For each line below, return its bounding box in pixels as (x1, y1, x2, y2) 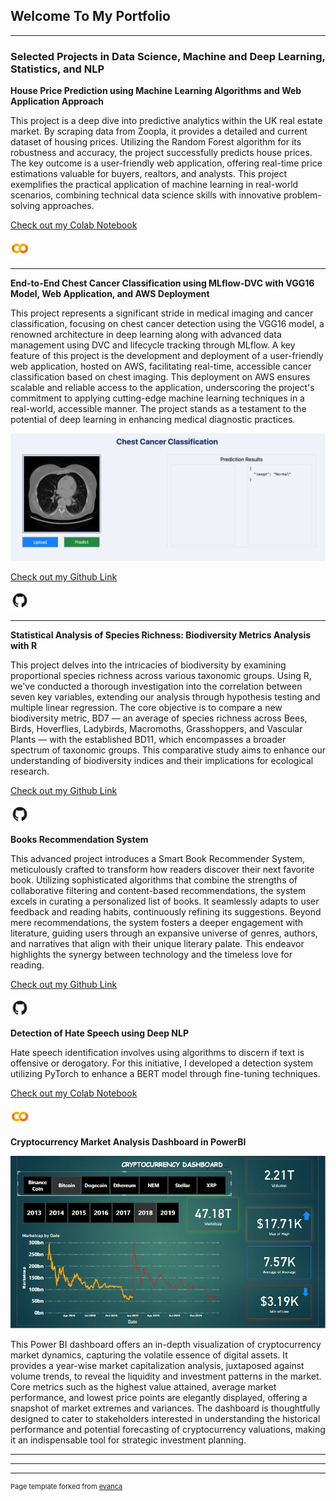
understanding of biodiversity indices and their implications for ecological (10, 754, 314, 766)
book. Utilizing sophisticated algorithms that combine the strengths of (10, 874, 298, 886)
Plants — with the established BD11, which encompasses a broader (10, 733, 287, 745)
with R (10, 639, 38, 651)
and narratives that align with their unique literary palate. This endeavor (10, 937, 305, 949)
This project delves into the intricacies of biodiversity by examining (10, 659, 287, 671)
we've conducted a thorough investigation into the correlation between (10, 680, 303, 692)
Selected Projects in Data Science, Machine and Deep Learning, (10, 49, 326, 63)
